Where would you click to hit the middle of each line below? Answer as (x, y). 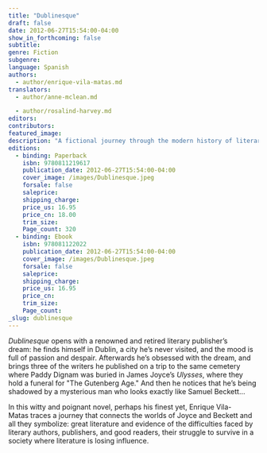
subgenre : (25, 60)
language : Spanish (39, 68)
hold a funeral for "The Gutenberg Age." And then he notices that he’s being (132, 383)
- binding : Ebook (44, 237)
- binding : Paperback (51, 156)
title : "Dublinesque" (44, 15)
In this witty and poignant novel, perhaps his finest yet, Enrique (111, 407)
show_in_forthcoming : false (55, 38)
